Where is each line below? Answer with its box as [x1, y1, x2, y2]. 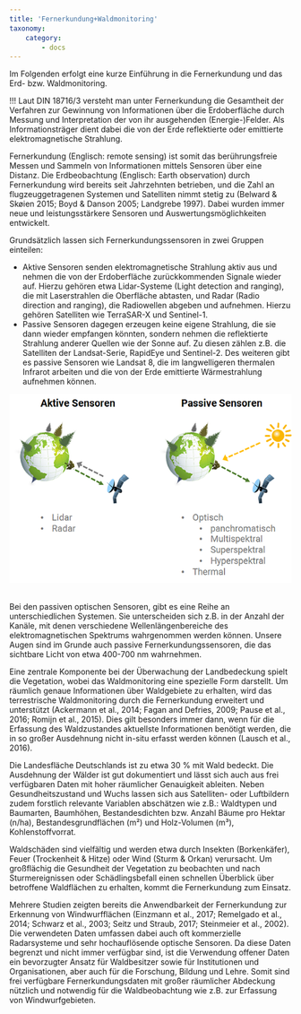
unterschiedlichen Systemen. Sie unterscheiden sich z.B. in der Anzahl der [9, 611, 285, 622]
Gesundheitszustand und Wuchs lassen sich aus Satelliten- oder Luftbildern [9, 789, 289, 800]
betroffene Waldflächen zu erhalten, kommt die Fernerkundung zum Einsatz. [9, 882, 291, 893]
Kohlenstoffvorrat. [9, 827, 76, 837]
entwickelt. [9, 218, 50, 229]
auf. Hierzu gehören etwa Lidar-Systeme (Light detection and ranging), [21, 281, 285, 291]
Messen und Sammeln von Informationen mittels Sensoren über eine [9, 160, 262, 171]
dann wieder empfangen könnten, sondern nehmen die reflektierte [21, 328, 269, 340]
